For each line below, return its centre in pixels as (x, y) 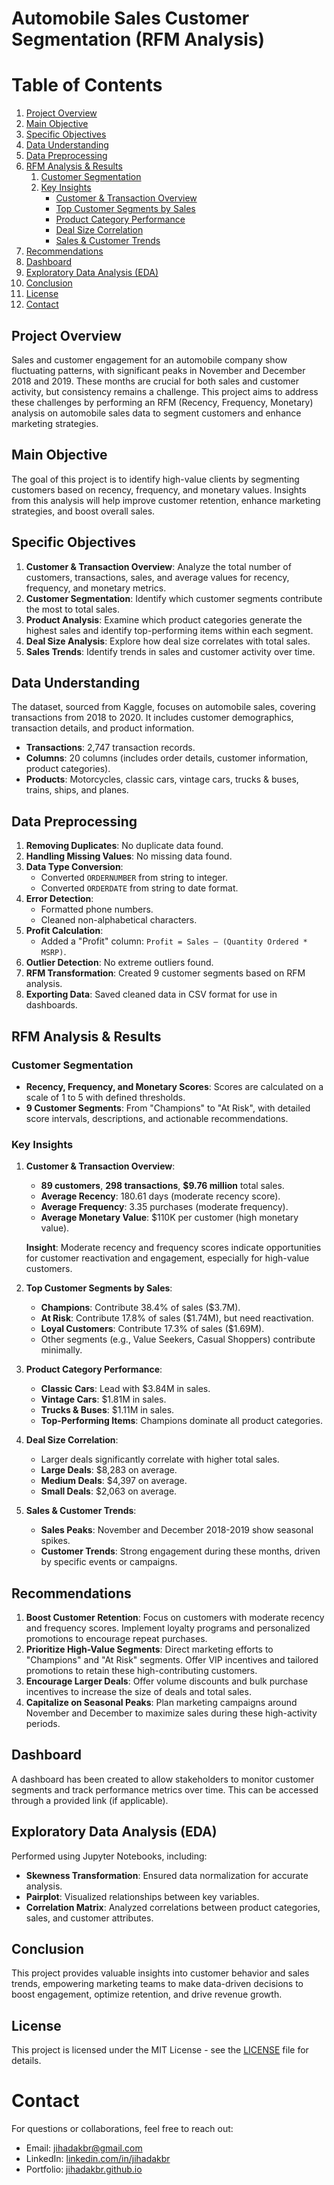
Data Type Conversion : (74, 867)
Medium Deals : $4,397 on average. (114, 1481)
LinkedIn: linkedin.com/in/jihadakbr (98, 2159)
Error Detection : (59, 899)
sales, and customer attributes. (89, 1918)
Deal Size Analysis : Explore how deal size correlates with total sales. (168, 641)
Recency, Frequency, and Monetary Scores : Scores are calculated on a (174, 1086)
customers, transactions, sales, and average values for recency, (157, 577)
